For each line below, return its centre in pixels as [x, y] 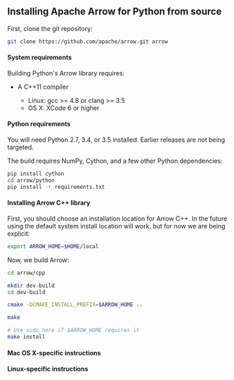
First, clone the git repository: [50, 28]
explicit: [19, 233]
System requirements [40, 57]
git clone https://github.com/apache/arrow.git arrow [88, 42]
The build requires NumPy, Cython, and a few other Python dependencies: [115, 161]
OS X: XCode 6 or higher [64, 108]
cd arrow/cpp [26, 273]
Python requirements [39, 124]
